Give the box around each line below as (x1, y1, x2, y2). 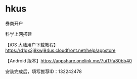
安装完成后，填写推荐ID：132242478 (5, 68, 82, 74)
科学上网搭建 (5, 31, 32, 37)
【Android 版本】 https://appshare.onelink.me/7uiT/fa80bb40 (5, 57, 132, 63)
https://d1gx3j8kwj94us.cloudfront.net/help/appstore (5, 47, 116, 53)
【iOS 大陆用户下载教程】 (5, 41, 59, 48)
